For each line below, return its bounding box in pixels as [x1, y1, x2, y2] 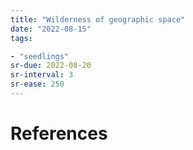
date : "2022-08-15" [10, 24, 92, 34]
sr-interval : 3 [10, 70, 74, 80]
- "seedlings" [10, 51, 70, 61]
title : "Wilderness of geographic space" [10, 14, 186, 25]
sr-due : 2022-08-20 [10, 61, 92, 71]
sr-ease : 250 [10, 79, 65, 90]
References [10, 122, 108, 145]
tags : [10, 33, 33, 43]
